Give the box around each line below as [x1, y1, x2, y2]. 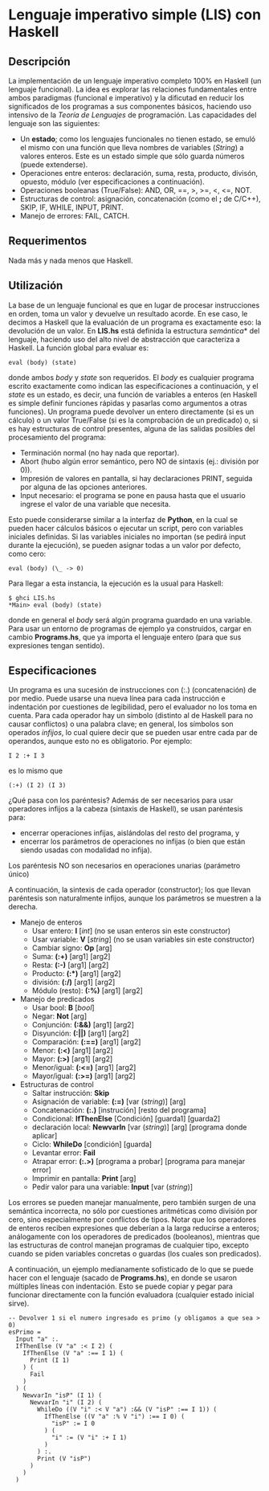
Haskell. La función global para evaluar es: [8, 343, 149, 353]
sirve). [8, 1299, 30, 1309]
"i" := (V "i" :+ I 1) [51, 1434, 128, 1442]
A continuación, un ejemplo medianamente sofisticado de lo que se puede [8, 1264, 255, 1274]
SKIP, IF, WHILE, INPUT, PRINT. [19, 202, 124, 212]
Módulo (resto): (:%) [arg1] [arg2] [31, 986, 143, 995]
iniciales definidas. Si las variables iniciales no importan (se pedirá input [8, 532, 247, 541]
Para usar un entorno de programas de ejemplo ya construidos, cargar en [8, 623, 251, 633]
